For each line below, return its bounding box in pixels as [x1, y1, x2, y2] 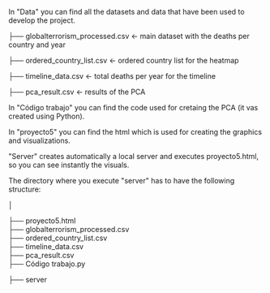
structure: [8, 184, 41, 194]
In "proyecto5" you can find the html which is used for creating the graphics [8, 127, 262, 136]
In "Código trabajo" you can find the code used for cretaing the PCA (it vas [8, 103, 259, 112]
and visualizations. [8, 136, 71, 145]
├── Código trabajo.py [8, 259, 86, 269]
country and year [8, 40, 66, 50]
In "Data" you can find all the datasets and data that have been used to [8, 7, 245, 16]
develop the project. [8, 15, 75, 25]
